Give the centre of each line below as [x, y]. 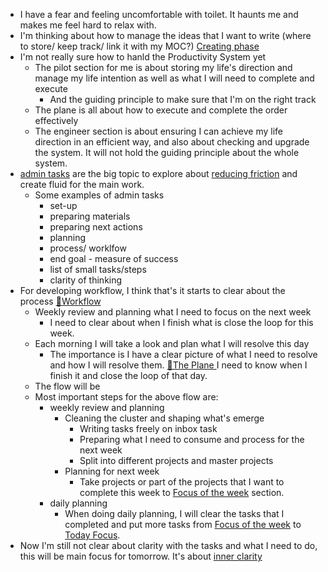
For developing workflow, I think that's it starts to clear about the [152, 290]
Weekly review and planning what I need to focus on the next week [173, 312]
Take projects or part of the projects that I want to [182, 482]
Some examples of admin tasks [99, 195]
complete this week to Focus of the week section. [182, 492]
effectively [56, 120]
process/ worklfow [88, 248]
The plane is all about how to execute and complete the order [161, 110]
